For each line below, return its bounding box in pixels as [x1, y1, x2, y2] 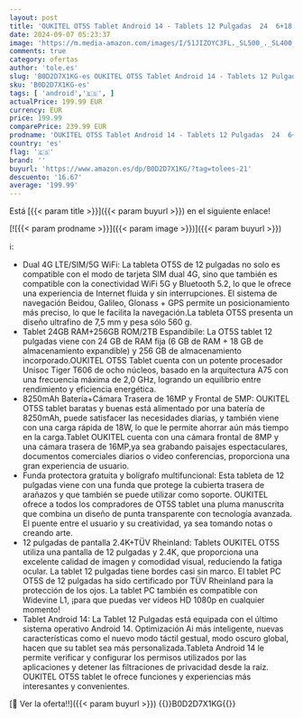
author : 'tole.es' [9, 64, 78, 73]
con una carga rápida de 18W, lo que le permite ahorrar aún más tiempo [22, 422, 289, 433]
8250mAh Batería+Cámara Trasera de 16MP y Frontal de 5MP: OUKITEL [22, 393, 290, 404]
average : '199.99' [9, 181, 78, 190]
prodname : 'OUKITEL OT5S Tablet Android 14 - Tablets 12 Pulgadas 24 [9, 131, 280, 140]
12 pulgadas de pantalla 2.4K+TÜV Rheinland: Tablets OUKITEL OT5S [22, 538, 280, 548]
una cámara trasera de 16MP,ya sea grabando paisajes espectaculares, [22, 441, 289, 452]
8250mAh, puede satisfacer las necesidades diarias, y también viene [22, 412, 280, 424]
